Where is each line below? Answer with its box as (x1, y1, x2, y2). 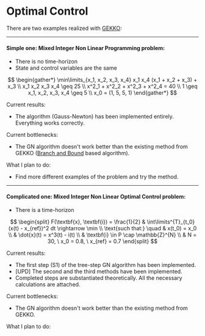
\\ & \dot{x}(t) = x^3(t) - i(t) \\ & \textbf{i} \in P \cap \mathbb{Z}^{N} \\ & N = (8, 231, 197, 239)
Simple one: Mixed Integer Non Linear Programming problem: (6, 44, 165, 51)
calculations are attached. (15, 281, 81, 288)
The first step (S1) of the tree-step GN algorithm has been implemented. (15, 261, 196, 269)
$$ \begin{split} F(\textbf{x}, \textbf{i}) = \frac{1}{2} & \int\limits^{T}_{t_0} (10, 218, 195, 225)
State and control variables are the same (15, 64, 117, 71)
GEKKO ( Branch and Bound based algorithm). (15, 150, 130, 157)
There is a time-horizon (15, 206, 74, 214)
